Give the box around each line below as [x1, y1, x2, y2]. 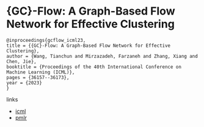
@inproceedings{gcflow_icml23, [6, 37, 86, 43]
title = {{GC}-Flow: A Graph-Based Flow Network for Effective [6, 43, 171, 49]
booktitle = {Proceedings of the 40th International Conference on [6, 64, 182, 70]
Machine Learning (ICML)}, [6, 69, 75, 75]
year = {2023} [6, 80, 43, 86]
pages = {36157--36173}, [6, 74, 70, 80]
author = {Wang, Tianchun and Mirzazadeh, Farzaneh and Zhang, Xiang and [6, 53, 199, 59]
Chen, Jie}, [6, 58, 37, 64]
